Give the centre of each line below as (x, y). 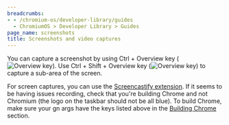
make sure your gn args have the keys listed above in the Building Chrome (112, 109)
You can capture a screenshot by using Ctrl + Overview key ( (93, 58)
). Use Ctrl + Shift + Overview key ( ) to (129, 66)
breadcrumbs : (26, 13)
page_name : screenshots (41, 33)
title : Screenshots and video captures (64, 39)
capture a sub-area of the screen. (55, 73)
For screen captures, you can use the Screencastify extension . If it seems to (115, 87)
